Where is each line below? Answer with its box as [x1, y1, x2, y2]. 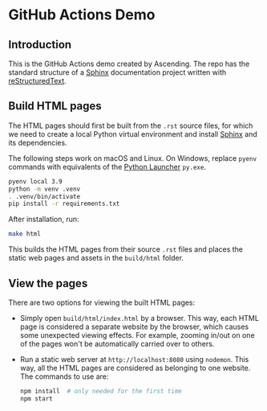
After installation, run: [8, 215, 79, 224]
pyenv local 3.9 [8, 177, 63, 186]
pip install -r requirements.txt [8, 199, 120, 208]
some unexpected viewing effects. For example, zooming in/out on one [19, 331, 255, 339]
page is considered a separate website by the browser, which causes [19, 322, 249, 331]
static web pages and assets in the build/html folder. [8, 253, 184, 263]
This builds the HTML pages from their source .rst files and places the [8, 245, 243, 254]
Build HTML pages [8, 99, 102, 113]
